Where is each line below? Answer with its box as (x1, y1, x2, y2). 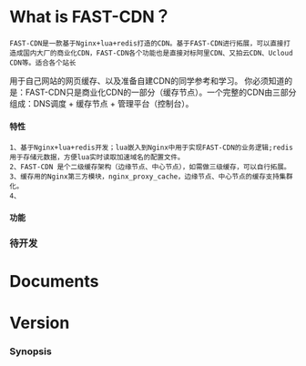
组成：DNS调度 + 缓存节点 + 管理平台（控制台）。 (9, 97, 194, 108)
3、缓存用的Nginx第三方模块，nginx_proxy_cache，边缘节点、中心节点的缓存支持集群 (9, 172, 293, 181)
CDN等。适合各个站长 (9, 58, 76, 67)
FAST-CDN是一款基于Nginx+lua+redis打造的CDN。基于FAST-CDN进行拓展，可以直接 (9, 38, 284, 48)
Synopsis (9, 345, 52, 358)
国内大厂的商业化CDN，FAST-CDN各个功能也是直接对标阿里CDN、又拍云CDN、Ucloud (22, 48, 293, 57)
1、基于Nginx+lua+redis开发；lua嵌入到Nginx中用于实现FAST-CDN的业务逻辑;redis (9, 143, 293, 153)
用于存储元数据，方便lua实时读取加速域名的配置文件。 (9, 153, 185, 162)
